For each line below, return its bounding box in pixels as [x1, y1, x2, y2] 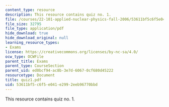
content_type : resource [5, 7, 55, 13]
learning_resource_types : [5, 40, 59, 45]
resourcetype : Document [5, 73, 55, 78]
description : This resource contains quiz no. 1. [5, 12, 112, 17]
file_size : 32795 [5, 21, 42, 27]
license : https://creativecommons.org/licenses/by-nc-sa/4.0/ [5, 49, 138, 54]
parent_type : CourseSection [5, 63, 64, 68]
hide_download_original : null [5, 36, 69, 41]
